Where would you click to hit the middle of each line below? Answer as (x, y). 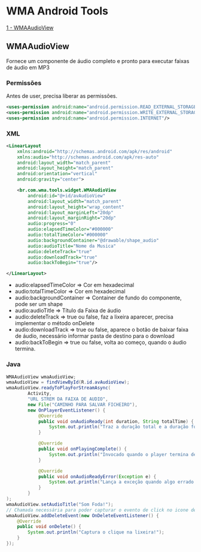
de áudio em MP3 (28, 67)
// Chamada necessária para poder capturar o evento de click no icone (97, 510)
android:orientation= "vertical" (57, 174)
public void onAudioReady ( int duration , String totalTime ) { (116, 421)
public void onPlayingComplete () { (83, 449)
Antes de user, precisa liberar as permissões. (62, 96)
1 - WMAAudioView (30, 28)
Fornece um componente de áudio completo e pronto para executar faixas (98, 61)
